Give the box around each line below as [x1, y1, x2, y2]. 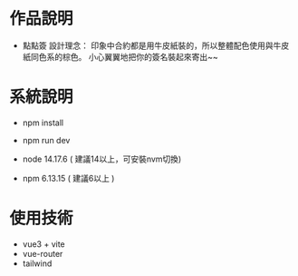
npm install [22, 117, 64, 128]
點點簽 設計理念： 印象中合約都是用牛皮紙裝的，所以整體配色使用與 [22, 40, 274, 51]
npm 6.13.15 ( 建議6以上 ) [22, 172, 115, 183]
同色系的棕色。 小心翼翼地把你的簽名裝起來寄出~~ [30, 51, 219, 62]
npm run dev [22, 134, 71, 145]
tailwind [22, 258, 53, 269]
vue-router [22, 248, 63, 259]
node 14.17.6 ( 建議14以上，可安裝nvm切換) [22, 153, 182, 164]
